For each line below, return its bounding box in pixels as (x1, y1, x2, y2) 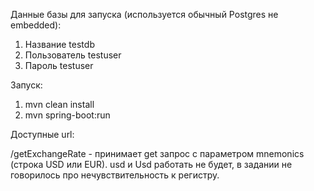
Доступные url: (10, 129, 75, 140)
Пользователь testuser (24, 49, 122, 61)
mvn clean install (24, 99, 95, 110)
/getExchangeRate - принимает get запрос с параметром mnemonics (10, 148, 305, 159)
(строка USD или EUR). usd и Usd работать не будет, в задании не (10, 159, 293, 170)
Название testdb (24, 39, 95, 50)
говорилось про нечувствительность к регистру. (10, 169, 220, 181)
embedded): (10, 19, 62, 31)
